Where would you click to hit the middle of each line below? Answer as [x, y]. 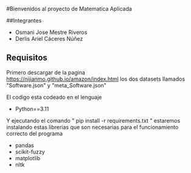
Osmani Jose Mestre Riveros [51, 32]
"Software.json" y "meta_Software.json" [56, 85]
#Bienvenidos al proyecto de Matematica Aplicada [69, 9]
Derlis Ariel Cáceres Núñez [49, 39]
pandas [25, 145]
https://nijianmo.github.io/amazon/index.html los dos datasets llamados [96, 79]
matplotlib [28, 158]
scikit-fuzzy [30, 152]
